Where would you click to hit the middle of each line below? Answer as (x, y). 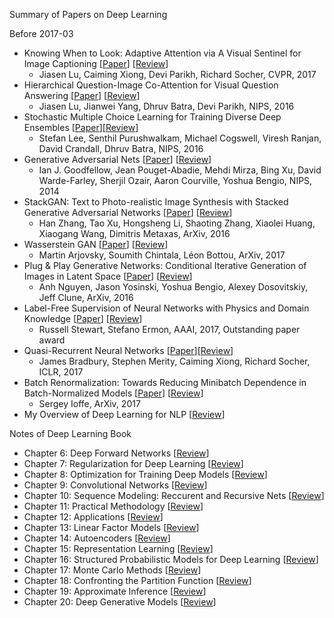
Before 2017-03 (41, 33)
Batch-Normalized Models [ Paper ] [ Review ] (113, 393)
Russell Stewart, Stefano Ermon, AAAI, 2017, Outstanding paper (169, 329)
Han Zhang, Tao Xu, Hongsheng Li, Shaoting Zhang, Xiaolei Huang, (177, 223)
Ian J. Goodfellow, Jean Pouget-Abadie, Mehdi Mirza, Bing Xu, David (180, 170)
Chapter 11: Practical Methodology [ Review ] (113, 506)
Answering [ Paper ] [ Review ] (82, 95)
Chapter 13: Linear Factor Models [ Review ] (111, 527)
